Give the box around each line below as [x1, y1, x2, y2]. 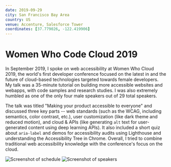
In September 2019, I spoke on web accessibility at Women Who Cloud [5, 66, 154, 72]
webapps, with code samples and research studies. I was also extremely [5, 88, 158, 94]
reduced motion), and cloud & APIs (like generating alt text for [5, 119, 137, 126]
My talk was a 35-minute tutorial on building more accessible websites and [5, 82, 163, 88]
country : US [5, 17, 31, 22]
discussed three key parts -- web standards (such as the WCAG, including [5, 108, 162, 114]
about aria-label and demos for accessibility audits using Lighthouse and [5, 130, 162, 136]
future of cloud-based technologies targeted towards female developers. [5, 76, 159, 82]
